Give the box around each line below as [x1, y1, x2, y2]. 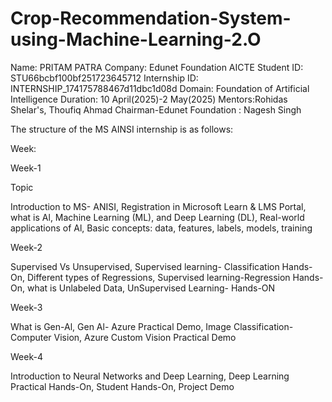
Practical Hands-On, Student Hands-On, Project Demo [10, 380, 235, 392]
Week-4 [10, 350, 43, 362]
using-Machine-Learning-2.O [10, 28, 262, 51]
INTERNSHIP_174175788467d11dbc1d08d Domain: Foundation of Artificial [10, 82, 310, 94]
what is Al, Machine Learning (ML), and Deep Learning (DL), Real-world [10, 211, 305, 223]
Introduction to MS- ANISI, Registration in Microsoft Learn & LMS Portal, [10, 200, 307, 212]
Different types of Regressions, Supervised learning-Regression [26, 271, 291, 283]
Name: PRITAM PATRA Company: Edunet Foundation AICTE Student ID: [10, 61, 304, 73]
